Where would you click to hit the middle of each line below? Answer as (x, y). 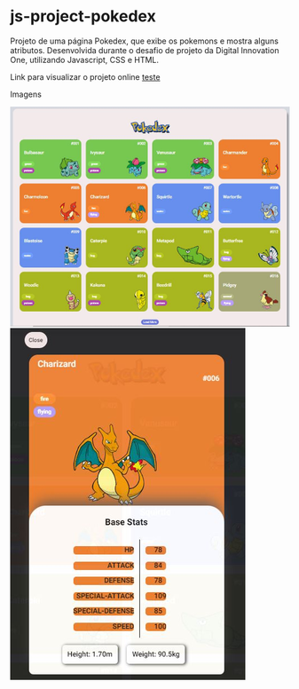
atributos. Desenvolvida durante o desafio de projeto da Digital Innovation (145, 50)
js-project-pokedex (83, 16)
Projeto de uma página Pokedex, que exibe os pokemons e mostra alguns (144, 41)
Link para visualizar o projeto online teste (85, 76)
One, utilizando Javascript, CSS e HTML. (84, 59)
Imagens (26, 94)
